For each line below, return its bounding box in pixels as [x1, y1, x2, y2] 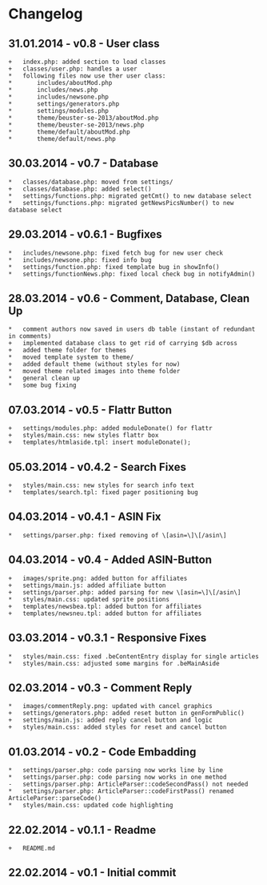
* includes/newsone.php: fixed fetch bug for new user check [8, 249, 224, 257]
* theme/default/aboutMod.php [8, 128, 130, 136]
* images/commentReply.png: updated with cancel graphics [8, 702, 213, 710]
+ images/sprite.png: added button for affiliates [8, 574, 188, 582]
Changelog [8, 5, 83, 23]
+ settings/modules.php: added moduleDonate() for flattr [8, 424, 213, 432]
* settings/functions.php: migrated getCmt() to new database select [8, 191, 252, 200]
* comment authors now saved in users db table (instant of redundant [8, 325, 256, 333]
